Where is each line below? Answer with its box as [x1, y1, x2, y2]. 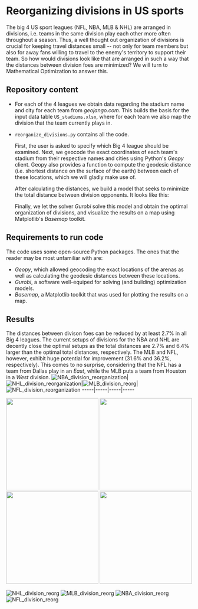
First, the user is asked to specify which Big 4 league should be [14, 142, 169, 149]
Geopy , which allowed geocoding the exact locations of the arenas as [14, 266, 184, 273]
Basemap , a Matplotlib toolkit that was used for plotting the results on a [14, 291, 189, 298]
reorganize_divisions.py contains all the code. [14, 131, 130, 138]
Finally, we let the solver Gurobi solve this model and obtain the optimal [14, 203, 188, 210]
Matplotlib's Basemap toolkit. [14, 215, 86, 222]
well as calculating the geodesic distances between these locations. [14, 272, 180, 279]
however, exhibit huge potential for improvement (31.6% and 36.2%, [6, 355, 171, 362]
